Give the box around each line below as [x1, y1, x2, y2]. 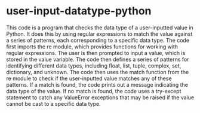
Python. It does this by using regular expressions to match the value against [6, 30, 193, 37]
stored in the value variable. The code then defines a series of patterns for [6, 56, 189, 63]
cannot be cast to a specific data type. [6, 100, 101, 107]
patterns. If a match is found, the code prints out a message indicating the [6, 81, 188, 88]
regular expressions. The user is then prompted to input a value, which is [6, 49, 186, 56]
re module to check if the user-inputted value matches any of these [6, 75, 172, 82]
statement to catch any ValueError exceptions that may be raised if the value [6, 94, 195, 101]
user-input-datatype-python [6, 4, 152, 18]
